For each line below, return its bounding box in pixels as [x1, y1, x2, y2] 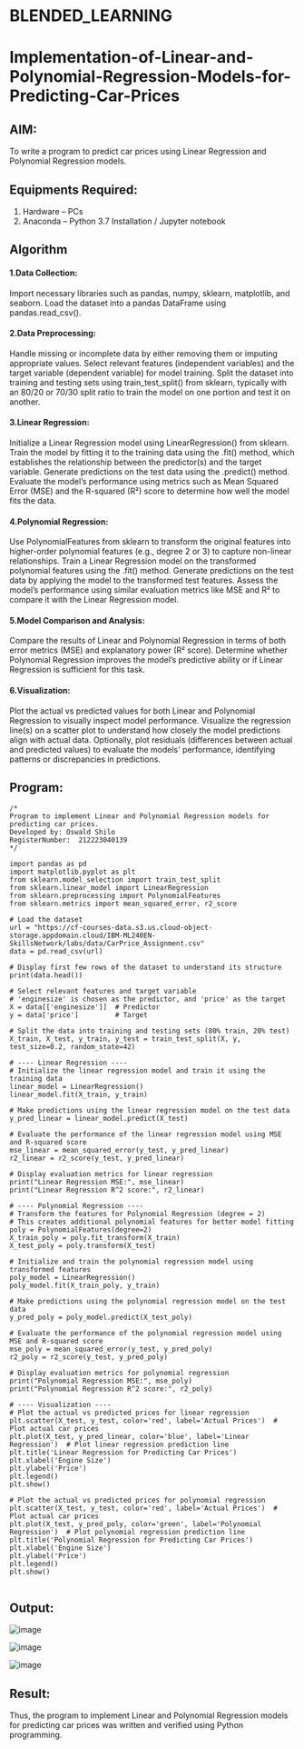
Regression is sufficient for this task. [9, 665, 146, 675]
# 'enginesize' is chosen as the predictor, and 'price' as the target [9, 994, 286, 1004]
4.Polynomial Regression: [9, 515, 109, 527]
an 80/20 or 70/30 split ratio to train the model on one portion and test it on [9, 386, 291, 397]
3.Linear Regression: [9, 417, 90, 428]
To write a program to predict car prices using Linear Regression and [9, 146, 267, 157]
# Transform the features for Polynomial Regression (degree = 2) [9, 1210, 266, 1219]
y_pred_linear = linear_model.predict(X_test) [9, 1114, 189, 1124]
